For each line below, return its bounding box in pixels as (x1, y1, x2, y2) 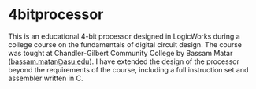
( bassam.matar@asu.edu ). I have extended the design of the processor (8, 57, 240, 66)
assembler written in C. (8, 73, 83, 83)
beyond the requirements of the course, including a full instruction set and (8, 65, 249, 74)
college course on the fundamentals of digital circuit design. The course (8, 39, 243, 49)
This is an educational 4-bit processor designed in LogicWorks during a (8, 32, 240, 41)
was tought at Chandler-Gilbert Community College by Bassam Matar (8, 48, 233, 57)
